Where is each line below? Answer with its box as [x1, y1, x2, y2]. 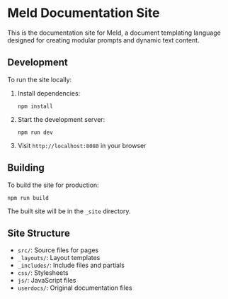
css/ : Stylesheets [17, 269, 69, 277]
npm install [17, 103, 53, 110]
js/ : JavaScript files [17, 276, 76, 285]
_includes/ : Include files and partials [17, 261, 125, 270]
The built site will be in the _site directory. [7, 207, 131, 215]
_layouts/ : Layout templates [17, 254, 101, 262]
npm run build [7, 194, 50, 201]
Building [7, 162, 45, 174]
